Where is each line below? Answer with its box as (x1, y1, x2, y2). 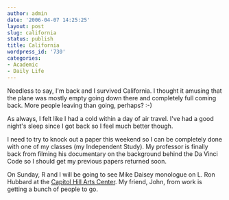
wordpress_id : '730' (7, 49, 67, 56)
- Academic (7, 61, 38, 68)
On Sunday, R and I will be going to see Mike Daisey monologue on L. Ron (7, 170, 215, 179)
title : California (7, 42, 60, 49)
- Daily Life (7, 67, 45, 74)
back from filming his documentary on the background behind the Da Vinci (7, 149, 218, 158)
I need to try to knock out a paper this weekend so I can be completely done (7, 135, 223, 143)
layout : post (7, 23, 45, 30)
